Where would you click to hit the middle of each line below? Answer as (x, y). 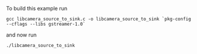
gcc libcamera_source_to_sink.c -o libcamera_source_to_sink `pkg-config (99, 19)
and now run (22, 35)
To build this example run (37, 8)
